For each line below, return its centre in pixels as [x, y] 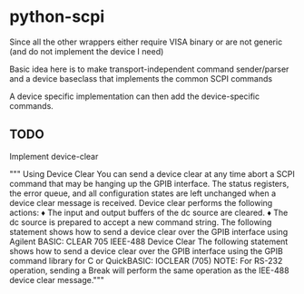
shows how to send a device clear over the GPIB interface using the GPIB [146, 250]
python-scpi [57, 17]
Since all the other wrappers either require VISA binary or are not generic [146, 42]
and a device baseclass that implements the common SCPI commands [141, 78]
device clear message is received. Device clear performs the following [141, 202]
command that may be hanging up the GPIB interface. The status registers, [149, 183]
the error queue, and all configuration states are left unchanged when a [143, 193]
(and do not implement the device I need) [87, 51]
